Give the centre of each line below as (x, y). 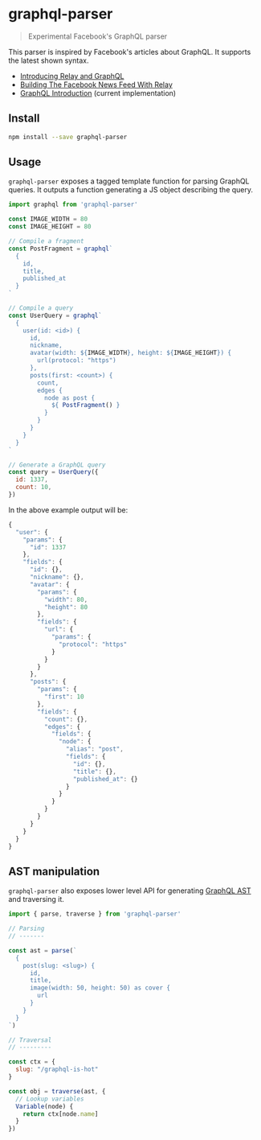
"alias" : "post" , (95, 749)
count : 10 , (34, 488)
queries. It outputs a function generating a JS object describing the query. (131, 190)
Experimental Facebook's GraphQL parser (98, 36)
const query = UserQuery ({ (53, 472)
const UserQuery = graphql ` (55, 315)
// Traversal (30, 1040)
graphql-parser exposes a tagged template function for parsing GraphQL (129, 181)
